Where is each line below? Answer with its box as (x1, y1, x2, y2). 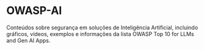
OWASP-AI (6, 4, 62, 18)
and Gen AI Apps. (6, 37, 51, 44)
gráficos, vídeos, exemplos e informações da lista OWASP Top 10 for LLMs (6, 30, 194, 37)
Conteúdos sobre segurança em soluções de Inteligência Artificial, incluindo (6, 24, 199, 31)
